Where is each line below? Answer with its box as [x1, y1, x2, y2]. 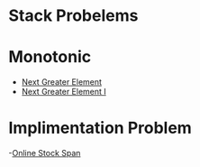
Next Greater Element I [21, 87, 107, 97]
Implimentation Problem [8, 118, 193, 138]
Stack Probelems [8, 5, 139, 26]
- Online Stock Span [8, 148, 81, 159]
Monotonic [8, 47, 92, 68]
